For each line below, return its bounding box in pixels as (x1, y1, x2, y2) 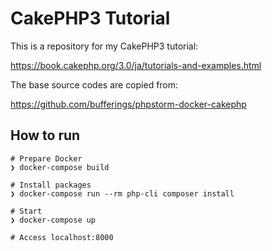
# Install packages (10, 180, 92, 190)
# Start (10, 206, 43, 216)
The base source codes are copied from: (10, 78, 179, 91)
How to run (10, 127, 81, 144)
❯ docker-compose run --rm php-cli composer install (10, 188, 235, 199)
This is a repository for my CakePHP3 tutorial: (10, 40, 199, 52)
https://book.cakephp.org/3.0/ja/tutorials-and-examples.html (10, 59, 262, 71)
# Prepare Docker (10, 153, 83, 164)
